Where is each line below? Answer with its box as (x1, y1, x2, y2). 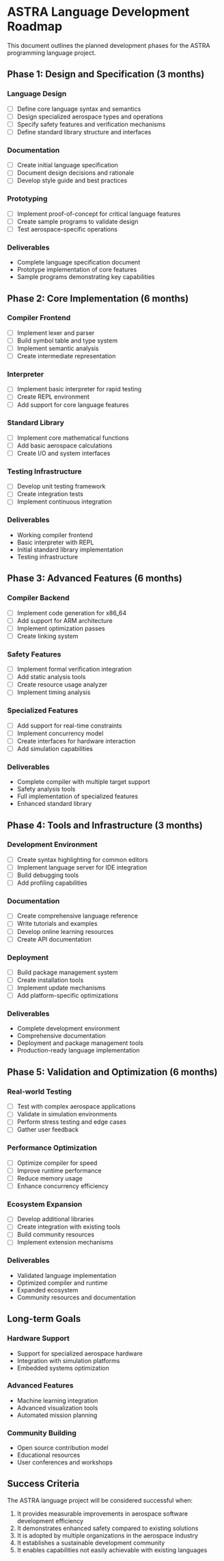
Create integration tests (16, 490, 84, 498)
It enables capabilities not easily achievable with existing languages (16, 1546, 208, 1554)
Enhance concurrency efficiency (16, 1181, 109, 1190)
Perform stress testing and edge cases (16, 1118, 126, 1126)
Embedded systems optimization (16, 1364, 109, 1372)
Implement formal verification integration (16, 665, 132, 674)
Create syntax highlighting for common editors (16, 855, 148, 863)
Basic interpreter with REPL (16, 538, 94, 546)
